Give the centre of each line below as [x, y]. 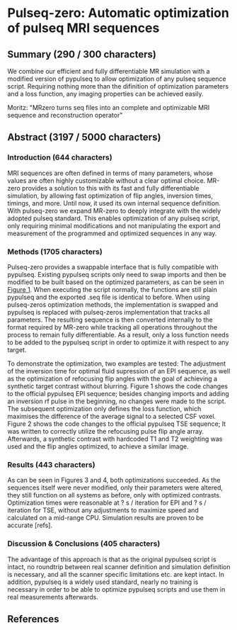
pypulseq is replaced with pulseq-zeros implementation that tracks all [109, 312]
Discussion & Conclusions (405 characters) [84, 544]
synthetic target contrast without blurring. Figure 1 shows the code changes [118, 386]
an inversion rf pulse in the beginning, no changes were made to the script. [117, 401]
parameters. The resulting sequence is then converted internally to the [110, 320]
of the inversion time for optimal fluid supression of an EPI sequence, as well [119, 371]
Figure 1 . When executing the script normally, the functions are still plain [112, 289]
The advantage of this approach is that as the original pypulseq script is [112, 559]
